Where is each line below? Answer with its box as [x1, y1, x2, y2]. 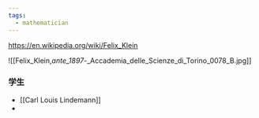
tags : [8, 11, 26, 20]
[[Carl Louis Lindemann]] [19, 95, 101, 105]
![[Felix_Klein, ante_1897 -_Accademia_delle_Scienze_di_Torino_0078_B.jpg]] [8, 56, 252, 65]
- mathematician [15, 19, 69, 27]
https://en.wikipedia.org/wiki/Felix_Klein [8, 40, 138, 50]
